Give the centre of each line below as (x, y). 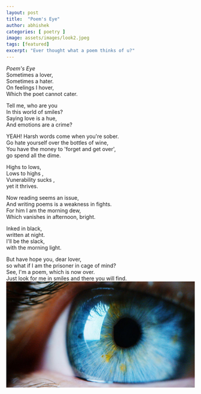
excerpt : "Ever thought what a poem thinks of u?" (71, 51)
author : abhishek (28, 25)
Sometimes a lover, (30, 74)
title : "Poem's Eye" (33, 19)
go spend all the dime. (33, 155)
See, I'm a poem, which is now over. (51, 272)
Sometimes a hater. (30, 81)
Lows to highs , (25, 173)
